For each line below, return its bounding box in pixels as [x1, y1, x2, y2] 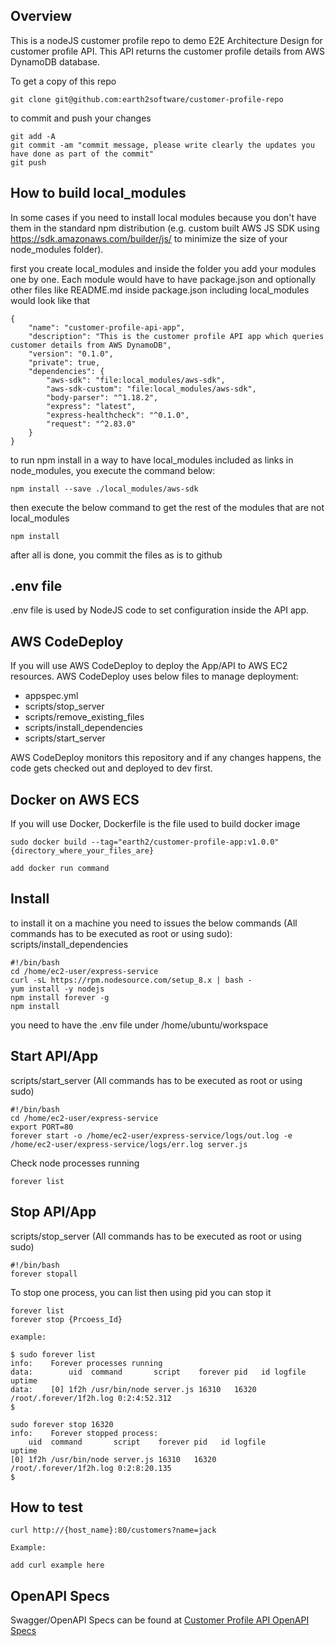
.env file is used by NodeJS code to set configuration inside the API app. [10, 604, 310, 616]
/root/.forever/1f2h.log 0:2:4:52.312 [10, 1393, 172, 1403]
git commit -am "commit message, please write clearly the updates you [10, 140, 315, 150]
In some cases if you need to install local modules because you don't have [10, 211, 317, 223]
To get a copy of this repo [10, 75, 117, 87]
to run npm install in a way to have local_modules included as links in [10, 454, 294, 466]
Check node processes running [10, 1157, 140, 1169]
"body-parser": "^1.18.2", [46, 392, 159, 403]
